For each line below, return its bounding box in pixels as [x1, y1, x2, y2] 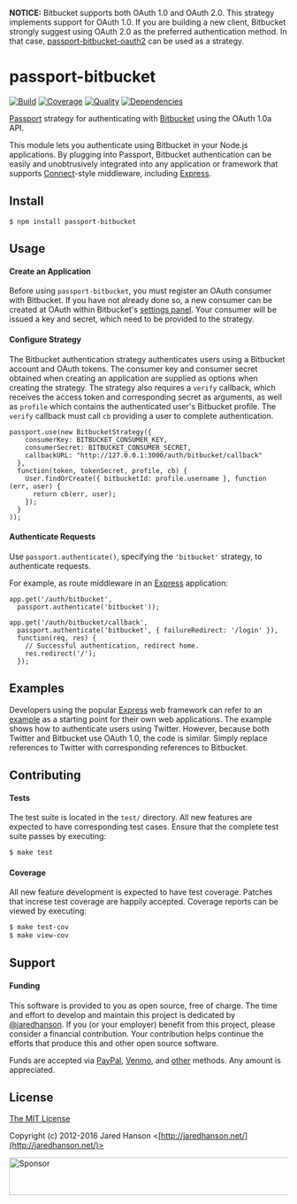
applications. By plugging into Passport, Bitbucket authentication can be [9, 149, 272, 159]
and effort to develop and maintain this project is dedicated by [9, 1009, 236, 1020]
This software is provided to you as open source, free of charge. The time [9, 1000, 278, 1011]
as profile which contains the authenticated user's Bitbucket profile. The [9, 400, 277, 411]
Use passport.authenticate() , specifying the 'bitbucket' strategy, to [9, 551, 263, 562]
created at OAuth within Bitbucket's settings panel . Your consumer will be [9, 305, 277, 315]
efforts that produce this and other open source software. [9, 1037, 219, 1048]
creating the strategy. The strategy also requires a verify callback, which [9, 382, 276, 392]
